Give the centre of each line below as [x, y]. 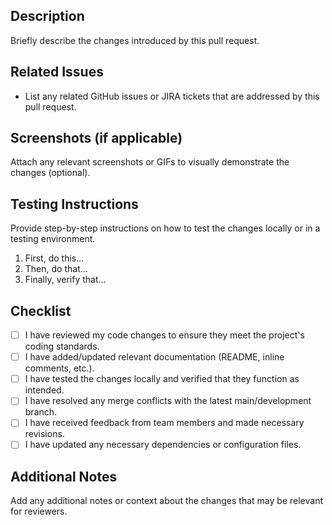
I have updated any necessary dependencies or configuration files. [163, 445]
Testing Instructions [74, 204]
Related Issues [57, 72]
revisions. [44, 434]
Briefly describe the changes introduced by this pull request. [135, 40]
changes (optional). [50, 173]
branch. [41, 412]
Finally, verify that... [65, 280]
